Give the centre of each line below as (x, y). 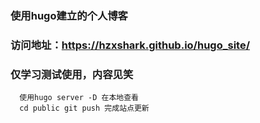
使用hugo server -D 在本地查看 (79, 98)
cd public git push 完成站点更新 (84, 108)
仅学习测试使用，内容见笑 (72, 74)
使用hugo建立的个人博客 (69, 15)
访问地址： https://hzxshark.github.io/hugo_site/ (130, 45)
